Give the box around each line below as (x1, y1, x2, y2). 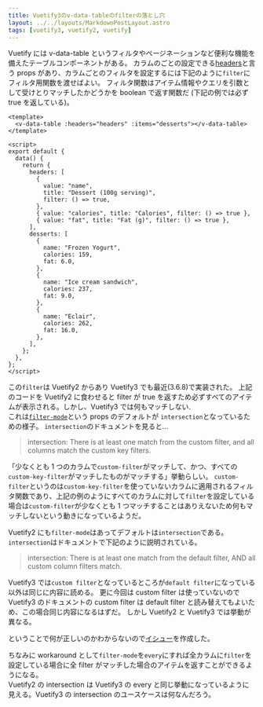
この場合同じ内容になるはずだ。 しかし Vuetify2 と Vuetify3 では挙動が (21, 607, 251, 617)
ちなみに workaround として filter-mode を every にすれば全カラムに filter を (8, 650, 252, 660)
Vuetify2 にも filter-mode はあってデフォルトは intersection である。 (8, 528, 228, 537)
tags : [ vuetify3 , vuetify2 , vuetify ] (8, 26, 132, 34)
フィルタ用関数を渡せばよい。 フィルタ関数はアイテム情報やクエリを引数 (8, 78, 243, 87)
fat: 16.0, (42, 327, 79, 335)
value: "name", (42, 182, 93, 190)
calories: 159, (42, 251, 93, 259)
